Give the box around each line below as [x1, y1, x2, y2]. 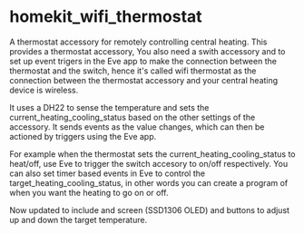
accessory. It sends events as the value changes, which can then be [9, 121, 265, 132]
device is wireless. [9, 84, 79, 95]
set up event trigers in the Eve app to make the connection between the [9, 55, 277, 66]
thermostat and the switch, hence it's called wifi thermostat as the [9, 65, 257, 76]
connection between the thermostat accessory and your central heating [9, 74, 279, 85]
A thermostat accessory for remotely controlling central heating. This [9, 36, 268, 47]
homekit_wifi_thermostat [9, 6, 202, 27]
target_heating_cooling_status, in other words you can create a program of [9, 177, 289, 188]
